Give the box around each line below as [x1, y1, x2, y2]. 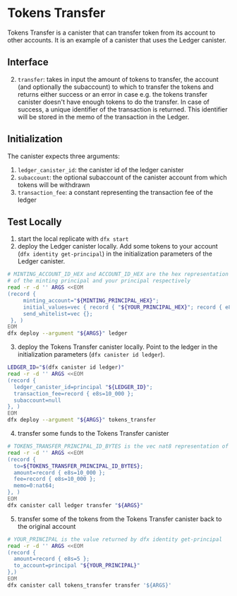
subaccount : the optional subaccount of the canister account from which [17, 173, 227, 181]
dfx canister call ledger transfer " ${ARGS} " [7, 501, 143, 509]
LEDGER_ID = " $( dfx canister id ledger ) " [7, 364, 125, 371]
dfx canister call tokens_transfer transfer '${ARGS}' [7, 581, 172, 589]
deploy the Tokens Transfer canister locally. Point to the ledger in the [17, 342, 218, 351]
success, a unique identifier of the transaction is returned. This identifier [17, 105, 228, 114]
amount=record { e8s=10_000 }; [13, 469, 106, 476]
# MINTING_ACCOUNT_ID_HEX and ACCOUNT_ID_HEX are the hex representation [7, 270, 229, 278]
